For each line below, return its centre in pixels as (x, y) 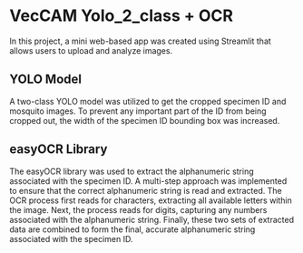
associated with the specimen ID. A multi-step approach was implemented (148, 181)
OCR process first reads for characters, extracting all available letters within (151, 200)
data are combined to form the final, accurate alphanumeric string (132, 229)
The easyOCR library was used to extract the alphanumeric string (132, 171)
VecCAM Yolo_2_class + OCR (122, 16)
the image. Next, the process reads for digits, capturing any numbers (138, 209)
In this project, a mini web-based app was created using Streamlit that (141, 41)
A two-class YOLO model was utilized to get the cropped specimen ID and (148, 101)
